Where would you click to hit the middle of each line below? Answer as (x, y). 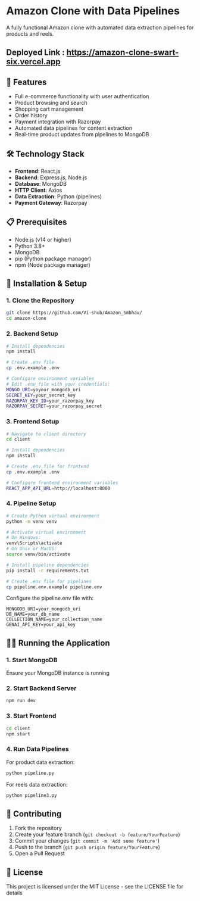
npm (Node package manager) (52, 265)
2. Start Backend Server (41, 688)
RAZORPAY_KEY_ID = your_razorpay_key (50, 401)
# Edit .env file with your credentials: (58, 384)
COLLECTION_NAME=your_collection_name (54, 620)
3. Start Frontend (31, 716)
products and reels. (30, 33)
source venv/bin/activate (38, 554)
